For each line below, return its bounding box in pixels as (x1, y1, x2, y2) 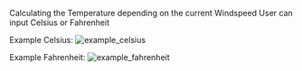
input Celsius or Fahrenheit (9, 17, 110, 28)
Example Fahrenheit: (9, 52, 86, 62)
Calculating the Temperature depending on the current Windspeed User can (9, 8, 294, 18)
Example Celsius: (9, 35, 74, 45)
